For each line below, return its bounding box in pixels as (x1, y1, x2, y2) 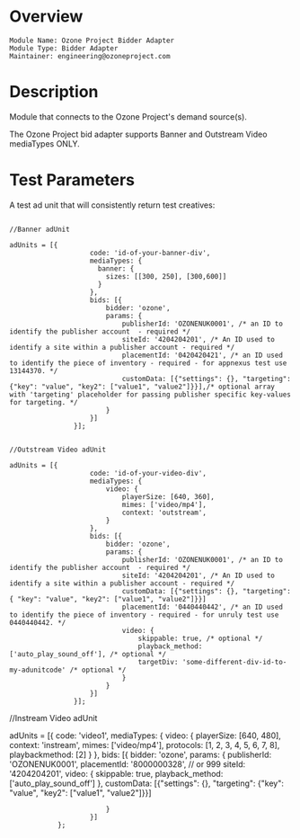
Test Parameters (9, 170, 136, 191)
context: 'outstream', (121, 508, 207, 517)
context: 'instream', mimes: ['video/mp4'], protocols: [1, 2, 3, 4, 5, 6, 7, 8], (9, 739, 280, 750)
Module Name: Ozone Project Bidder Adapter (9, 36, 175, 45)
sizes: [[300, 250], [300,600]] (105, 272, 227, 281)
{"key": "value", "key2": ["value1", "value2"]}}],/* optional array (9, 382, 276, 391)
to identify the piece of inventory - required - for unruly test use (9, 610, 279, 620)
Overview (9, 6, 84, 27)
